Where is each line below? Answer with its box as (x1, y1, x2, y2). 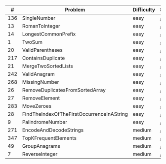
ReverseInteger (22, 151, 58, 157)
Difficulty (132, 6, 156, 13)
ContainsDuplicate (22, 55, 65, 61)
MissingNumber (22, 79, 59, 85)
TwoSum (22, 39, 43, 45)
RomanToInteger (22, 23, 61, 29)
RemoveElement (22, 95, 60, 101)
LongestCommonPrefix (22, 31, 76, 37)
